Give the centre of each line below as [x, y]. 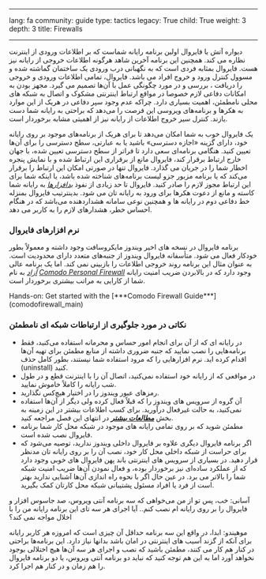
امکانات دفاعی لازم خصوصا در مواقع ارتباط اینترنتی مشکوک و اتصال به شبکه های [128, 93]
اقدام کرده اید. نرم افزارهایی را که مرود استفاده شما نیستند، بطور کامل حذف [133, 359]
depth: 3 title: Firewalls [46, 29]
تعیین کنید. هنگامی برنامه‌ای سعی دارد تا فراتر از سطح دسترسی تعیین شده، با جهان [130, 150]
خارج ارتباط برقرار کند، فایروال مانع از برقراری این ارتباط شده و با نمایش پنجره [125, 159]
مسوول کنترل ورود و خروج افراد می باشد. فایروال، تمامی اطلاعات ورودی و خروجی [131, 77]
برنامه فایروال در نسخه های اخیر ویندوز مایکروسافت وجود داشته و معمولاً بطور [124, 247]
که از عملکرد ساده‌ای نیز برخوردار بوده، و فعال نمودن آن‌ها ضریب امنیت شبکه [133, 468]
